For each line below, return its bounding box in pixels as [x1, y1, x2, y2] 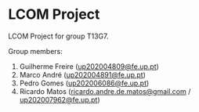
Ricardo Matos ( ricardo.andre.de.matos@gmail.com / [19, 86, 191, 96]
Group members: [8, 46, 63, 56]
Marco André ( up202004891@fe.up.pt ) [19, 70, 147, 79]
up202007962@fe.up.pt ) [19, 95, 100, 104]
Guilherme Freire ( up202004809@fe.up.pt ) [19, 61, 159, 71]
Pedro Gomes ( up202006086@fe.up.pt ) [19, 78, 150, 88]
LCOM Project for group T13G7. [8, 31, 109, 41]
